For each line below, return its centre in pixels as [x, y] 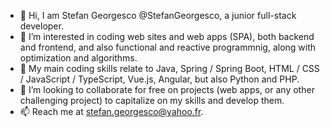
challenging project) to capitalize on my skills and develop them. [152, 100]
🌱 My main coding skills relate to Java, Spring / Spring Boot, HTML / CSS [169, 68]
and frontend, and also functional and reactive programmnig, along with [168, 47]
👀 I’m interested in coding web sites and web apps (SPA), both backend [167, 36]
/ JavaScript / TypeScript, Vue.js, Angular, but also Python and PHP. [159, 79]
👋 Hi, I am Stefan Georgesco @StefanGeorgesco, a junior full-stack [158, 15]
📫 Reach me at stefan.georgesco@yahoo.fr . [111, 111]
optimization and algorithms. [78, 58]
